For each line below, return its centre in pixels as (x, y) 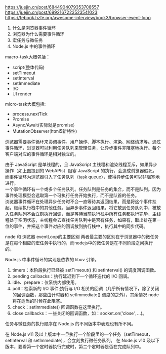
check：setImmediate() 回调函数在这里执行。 (58, 307)
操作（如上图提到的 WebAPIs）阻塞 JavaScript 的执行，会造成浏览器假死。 (81, 171)
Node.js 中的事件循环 (34, 46)
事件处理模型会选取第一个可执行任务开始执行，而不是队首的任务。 (72, 195)
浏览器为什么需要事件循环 (38, 34)
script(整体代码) (28, 67)
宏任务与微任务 (27, 40)
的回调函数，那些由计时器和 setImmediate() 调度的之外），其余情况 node (85, 295)
